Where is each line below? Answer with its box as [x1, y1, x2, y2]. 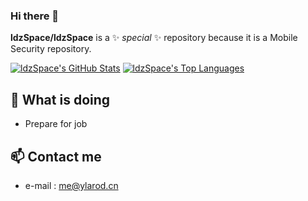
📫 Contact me [10, 148, 102, 165]
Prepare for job [24, 118, 88, 130]
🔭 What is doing [10, 91, 111, 108]
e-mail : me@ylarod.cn [24, 179, 119, 191]
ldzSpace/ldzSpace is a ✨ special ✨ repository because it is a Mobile [10, 32, 298, 44]
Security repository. [10, 43, 92, 55]
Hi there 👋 [10, 9, 60, 23]
